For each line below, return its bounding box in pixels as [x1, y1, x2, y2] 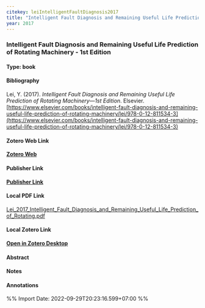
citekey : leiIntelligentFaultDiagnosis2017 [6, 9, 119, 15]
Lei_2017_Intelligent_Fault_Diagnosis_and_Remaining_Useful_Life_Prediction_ [6, 206, 199, 213]
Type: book [6, 63, 36, 70]
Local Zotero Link [6, 226, 52, 234]
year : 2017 [6, 20, 34, 26]
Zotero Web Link [6, 137, 49, 144]
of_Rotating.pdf [6, 212, 46, 220]
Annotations [6, 281, 38, 288]
